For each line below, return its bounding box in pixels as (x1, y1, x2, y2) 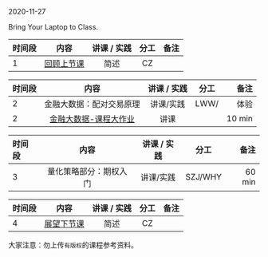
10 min (226, 113, 253, 124)
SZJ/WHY (185, 172, 222, 182)
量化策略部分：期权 (47, 166, 120, 176)
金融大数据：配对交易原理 (44, 99, 141, 109)
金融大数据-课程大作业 (49, 113, 136, 125)
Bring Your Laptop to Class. (8, 22, 98, 31)
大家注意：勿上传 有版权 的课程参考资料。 (8, 240, 138, 250)
